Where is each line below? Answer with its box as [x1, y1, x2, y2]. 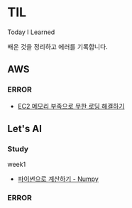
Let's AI [7, 123, 43, 135]
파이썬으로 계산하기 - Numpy [17, 175, 99, 183]
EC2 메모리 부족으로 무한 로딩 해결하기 [17, 102, 125, 110]
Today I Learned [7, 28, 55, 36]
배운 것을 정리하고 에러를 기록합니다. [7, 42, 108, 50]
